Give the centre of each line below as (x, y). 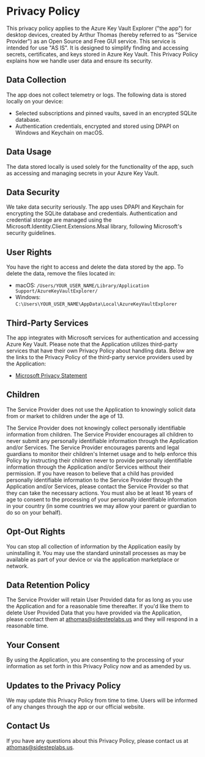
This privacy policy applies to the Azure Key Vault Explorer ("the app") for (99, 28)
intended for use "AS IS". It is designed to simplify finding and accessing (97, 48)
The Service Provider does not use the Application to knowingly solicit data (101, 409)
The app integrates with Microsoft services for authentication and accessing (102, 337)
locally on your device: (35, 101)
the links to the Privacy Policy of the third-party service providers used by (99, 357)
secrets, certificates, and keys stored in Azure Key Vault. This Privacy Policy (102, 54)
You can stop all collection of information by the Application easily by (93, 546)
